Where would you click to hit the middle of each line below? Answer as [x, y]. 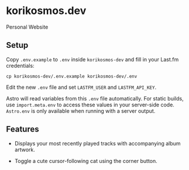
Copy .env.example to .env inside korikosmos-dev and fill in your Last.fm [92, 59]
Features [23, 129]
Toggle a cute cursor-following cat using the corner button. [86, 161]
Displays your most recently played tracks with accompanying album [97, 143]
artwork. [25, 150]
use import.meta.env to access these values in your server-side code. [90, 105]
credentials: [20, 65]
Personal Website [27, 27]
